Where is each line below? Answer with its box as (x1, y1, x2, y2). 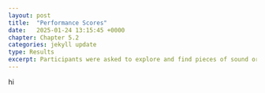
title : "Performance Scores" (8, 19, 108, 27)
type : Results (8, 48, 55, 56)
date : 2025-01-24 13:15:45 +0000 (8, 26, 125, 34)
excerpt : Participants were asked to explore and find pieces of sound (8, 56, 248, 64)
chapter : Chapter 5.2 (8, 33, 80, 42)
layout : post (8, 11, 51, 20)
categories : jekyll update (8, 41, 97, 49)
